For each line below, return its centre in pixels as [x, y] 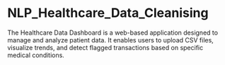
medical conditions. [36, 55]
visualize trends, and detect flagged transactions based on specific [105, 47]
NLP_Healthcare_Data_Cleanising [108, 13]
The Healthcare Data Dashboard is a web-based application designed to [112, 32]
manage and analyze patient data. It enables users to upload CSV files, [110, 40]
